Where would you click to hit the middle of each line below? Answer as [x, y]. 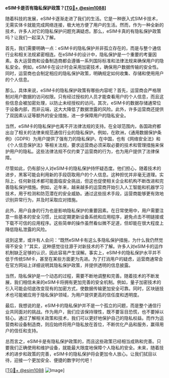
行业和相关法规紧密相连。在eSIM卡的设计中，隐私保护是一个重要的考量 [79, 54]
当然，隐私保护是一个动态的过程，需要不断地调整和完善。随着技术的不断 [80, 276]
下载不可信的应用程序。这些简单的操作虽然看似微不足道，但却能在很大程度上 [84, 223]
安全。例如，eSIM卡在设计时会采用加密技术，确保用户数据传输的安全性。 [85, 67]
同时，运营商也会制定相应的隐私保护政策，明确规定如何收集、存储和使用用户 [84, 73]
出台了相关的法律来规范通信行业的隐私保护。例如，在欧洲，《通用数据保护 [81, 132]
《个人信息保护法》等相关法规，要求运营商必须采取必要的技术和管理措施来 [82, 145]
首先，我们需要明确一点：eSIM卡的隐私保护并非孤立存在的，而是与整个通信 [83, 48]
